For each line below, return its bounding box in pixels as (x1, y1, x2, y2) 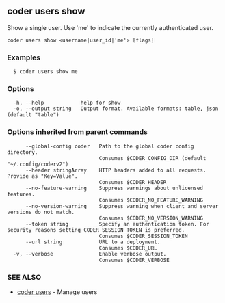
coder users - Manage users (16, 288, 98, 296)
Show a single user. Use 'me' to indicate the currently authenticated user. (7, 23, 214, 31)
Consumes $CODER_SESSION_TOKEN (98, 233, 188, 239)
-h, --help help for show (13, 99, 121, 107)
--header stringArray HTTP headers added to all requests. (25, 167, 207, 174)
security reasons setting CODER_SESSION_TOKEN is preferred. (7, 226, 185, 233)
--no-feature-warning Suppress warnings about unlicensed (25, 185, 204, 192)
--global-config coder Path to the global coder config (25, 143, 194, 150)
